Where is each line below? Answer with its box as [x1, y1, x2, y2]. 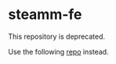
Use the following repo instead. [8, 47, 109, 56]
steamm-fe [8, 6, 82, 24]
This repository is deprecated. [8, 32, 106, 41]
